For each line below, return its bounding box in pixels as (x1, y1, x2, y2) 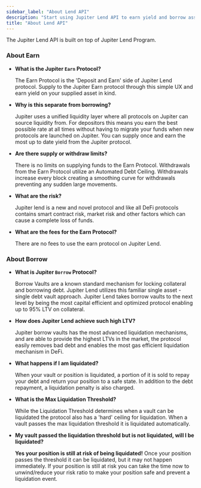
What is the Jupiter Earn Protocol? (14, 65, 101, 72)
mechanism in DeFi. (14, 348, 64, 355)
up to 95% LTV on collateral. (14, 306, 86, 313)
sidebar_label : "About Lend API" (6, 8, 90, 15)
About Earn (6, 52, 40, 60)
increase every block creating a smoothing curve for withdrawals (14, 174, 175, 181)
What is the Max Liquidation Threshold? (14, 396, 117, 403)
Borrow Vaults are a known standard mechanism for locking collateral (14, 280, 187, 287)
